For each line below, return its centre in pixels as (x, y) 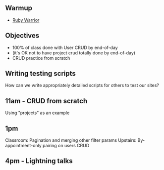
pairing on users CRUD (66, 146)
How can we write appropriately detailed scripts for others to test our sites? (82, 85)
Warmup (19, 8)
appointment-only (24, 146)
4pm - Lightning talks (39, 161)
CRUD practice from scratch (41, 58)
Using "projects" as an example (37, 113)
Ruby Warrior (26, 20)
